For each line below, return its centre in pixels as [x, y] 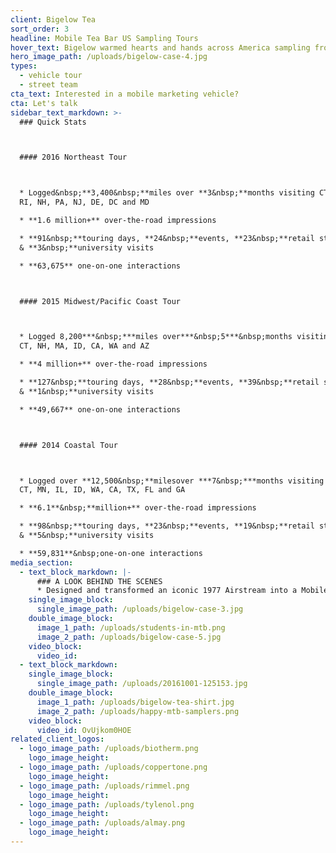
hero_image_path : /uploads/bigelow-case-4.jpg [109, 57]
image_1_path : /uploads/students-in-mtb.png [131, 627]
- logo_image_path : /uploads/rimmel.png [104, 786]
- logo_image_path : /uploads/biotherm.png [109, 749]
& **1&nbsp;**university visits [87, 391]
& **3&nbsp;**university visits [87, 247]
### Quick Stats [53, 122]
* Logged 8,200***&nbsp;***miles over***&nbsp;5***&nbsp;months [156, 337]
